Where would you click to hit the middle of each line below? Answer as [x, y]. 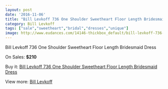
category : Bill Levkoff [30, 24]
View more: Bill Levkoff [29, 81]
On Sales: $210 [21, 57]
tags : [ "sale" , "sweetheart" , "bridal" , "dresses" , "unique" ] [67, 28]
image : [12, 33]
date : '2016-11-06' [25, 14]
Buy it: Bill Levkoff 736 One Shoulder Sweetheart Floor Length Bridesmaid [81, 66]
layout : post [19, 10]
